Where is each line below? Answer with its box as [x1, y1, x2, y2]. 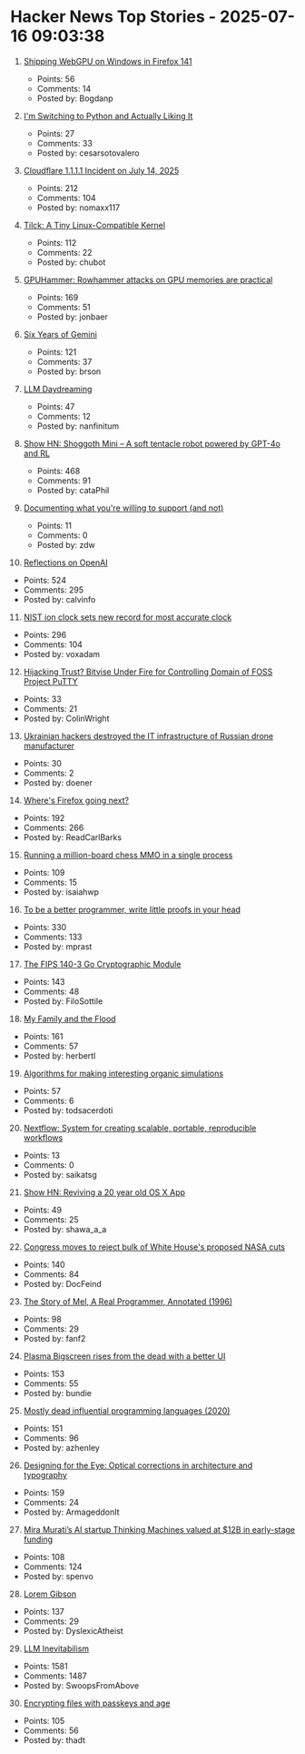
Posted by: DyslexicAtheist [23, 1625, 123, 1636]
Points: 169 [36, 291, 79, 302]
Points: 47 [36, 400, 75, 411]
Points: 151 [23, 1423, 64, 1434]
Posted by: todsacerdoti [23, 1104, 113, 1116]
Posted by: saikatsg [23, 1169, 98, 1180]
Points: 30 [23, 757, 63, 768]
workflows [23, 1131, 64, 1143]
